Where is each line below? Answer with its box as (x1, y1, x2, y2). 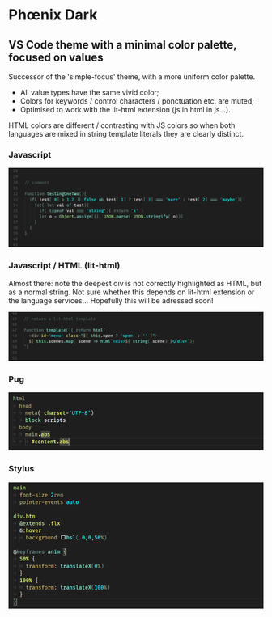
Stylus (8, 463, 35, 475)
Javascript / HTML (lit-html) (8, 260, 121, 272)
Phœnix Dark (8, 6, 98, 24)
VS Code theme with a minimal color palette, (8, 38, 237, 52)
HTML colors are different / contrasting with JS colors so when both (8, 120, 236, 130)
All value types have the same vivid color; (19, 87, 159, 97)
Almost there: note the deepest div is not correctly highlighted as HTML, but (8, 278, 261, 288)
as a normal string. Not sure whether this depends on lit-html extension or (8, 287, 255, 297)
